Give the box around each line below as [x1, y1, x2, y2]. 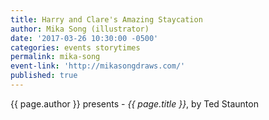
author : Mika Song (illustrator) [10, 24, 150, 34]
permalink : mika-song [10, 52, 101, 62]
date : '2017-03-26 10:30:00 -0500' [10, 33, 159, 43]
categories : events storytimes [10, 42, 141, 53]
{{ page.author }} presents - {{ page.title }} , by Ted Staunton [10, 97, 259, 110]
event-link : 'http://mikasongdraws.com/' [10, 61, 186, 71]
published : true [10, 71, 78, 81]
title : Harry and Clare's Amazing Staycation [10, 14, 203, 25]
